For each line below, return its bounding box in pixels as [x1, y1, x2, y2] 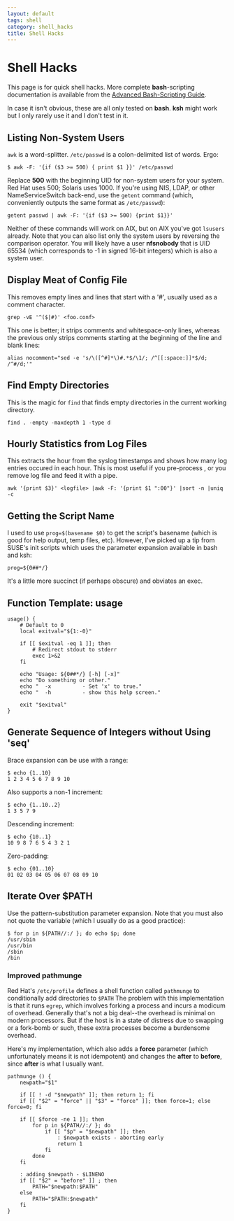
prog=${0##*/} [7, 565, 49, 572]
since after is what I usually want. [7, 1059, 104, 1068]
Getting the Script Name [7, 510, 115, 522]
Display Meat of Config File [7, 274, 128, 286]
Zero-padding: [7, 852, 49, 860]
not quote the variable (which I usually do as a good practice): [7, 916, 186, 924]
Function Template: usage [7, 597, 124, 609]
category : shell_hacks [7, 23, 73, 30]
